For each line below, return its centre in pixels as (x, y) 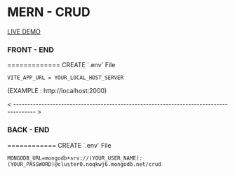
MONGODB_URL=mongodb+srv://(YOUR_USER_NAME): (75, 158)
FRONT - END (31, 50)
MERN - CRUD (49, 12)
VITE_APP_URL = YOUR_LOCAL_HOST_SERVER (66, 78)
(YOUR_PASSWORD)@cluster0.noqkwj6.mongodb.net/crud (84, 164)
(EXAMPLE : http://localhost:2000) (57, 91)
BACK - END (28, 130)
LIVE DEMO (24, 31)
